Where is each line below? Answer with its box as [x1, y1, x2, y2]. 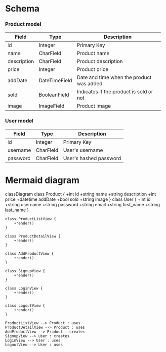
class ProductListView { [5, 216, 56, 221]
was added [77, 80, 103, 87]
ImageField [39, 103, 65, 110]
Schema [5, 3, 40, 14]
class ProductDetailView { [5, 234, 61, 238]
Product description [77, 58, 123, 65]
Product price [77, 66, 109, 73]
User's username [63, 147, 103, 154]
